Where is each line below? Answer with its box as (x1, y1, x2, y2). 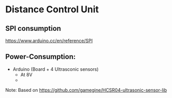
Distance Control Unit (5, 4, 99, 15)
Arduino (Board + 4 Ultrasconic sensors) (12, 66, 99, 72)
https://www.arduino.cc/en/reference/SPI (5, 37, 93, 44)
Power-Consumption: (5, 52, 76, 61)
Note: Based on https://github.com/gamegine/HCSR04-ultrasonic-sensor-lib (5, 87, 167, 93)
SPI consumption (5, 24, 62, 33)
